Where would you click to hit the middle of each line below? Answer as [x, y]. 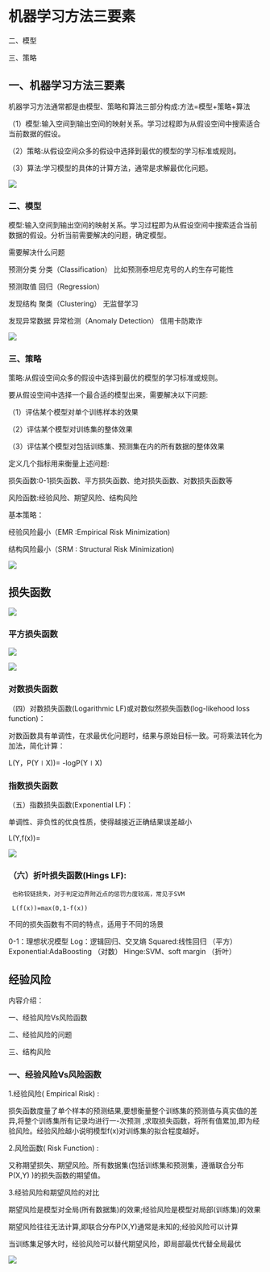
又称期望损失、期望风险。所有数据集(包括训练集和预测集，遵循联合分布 [126, 1166]
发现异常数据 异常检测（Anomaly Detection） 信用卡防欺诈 [106, 321]
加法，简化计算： [37, 745]
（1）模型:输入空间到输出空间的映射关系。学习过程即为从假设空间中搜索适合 [134, 123]
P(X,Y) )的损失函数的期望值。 [56, 1175]
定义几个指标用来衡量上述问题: [59, 464]
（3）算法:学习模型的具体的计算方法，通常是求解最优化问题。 [110, 168]
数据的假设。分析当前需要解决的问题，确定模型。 [89, 236]
